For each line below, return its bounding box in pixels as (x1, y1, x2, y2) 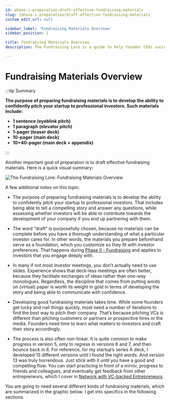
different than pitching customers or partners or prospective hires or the (12, 315, 163, 321)
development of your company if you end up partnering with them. (12, 215, 152, 222)
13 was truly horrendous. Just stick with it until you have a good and (12, 357, 155, 363)
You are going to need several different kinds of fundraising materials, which (5, 383, 164, 389)
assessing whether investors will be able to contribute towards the (12, 210, 151, 216)
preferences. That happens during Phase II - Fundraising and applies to (12, 247, 161, 253)
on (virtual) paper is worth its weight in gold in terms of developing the (12, 283, 159, 289)
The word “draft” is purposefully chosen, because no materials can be (12, 225, 159, 231)
